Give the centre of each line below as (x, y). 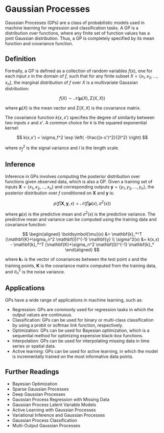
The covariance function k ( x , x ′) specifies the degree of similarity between (80, 118)
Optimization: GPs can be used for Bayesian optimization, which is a (81, 330)
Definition (20, 59)
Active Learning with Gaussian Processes (54, 410)
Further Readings (32, 372)
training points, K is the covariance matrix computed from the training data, (81, 266)
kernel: (12, 128)
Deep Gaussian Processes (39, 394)
